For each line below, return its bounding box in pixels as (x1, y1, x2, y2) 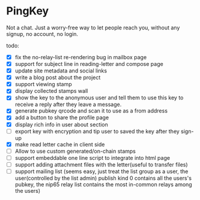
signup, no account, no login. (6, 30, 79, 37)
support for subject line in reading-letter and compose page (14, 60, 163, 67)
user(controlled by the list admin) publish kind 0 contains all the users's (14, 174, 192, 181)
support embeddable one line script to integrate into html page (14, 154, 170, 161)
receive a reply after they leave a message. (14, 101, 122, 108)
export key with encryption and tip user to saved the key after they (14, 128, 180, 135)
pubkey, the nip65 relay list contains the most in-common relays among (14, 181, 192, 188)
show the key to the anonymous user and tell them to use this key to (14, 94, 184, 101)
